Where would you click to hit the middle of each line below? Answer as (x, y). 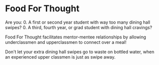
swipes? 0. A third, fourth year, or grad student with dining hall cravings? (79, 27)
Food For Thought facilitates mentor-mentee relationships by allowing (76, 37)
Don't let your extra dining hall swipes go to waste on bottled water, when (80, 52)
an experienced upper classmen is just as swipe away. (60, 57)
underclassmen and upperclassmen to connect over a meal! (66, 42)
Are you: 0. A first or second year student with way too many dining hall (78, 22)
